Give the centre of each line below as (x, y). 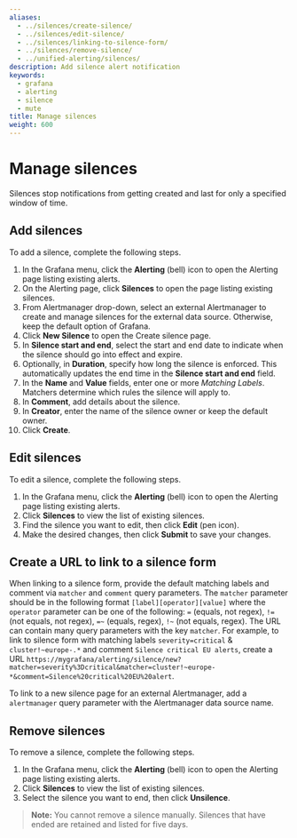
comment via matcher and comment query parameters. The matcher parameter (148, 593)
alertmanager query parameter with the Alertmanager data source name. (141, 703)
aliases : (25, 17)
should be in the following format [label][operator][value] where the (137, 603)
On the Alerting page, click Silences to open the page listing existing (147, 288)
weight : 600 (31, 125)
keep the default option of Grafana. (86, 326)
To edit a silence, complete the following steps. (95, 479)
